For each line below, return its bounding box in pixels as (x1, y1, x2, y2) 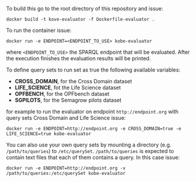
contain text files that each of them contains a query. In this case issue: (6, 154, 180, 161)
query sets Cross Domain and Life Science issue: (6, 115, 126, 121)
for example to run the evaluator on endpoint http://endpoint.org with (6, 108, 179, 115)
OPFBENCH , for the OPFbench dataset (14, 90, 110, 97)
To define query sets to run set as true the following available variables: (6, 66, 181, 73)
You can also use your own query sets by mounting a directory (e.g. (6, 141, 172, 148)
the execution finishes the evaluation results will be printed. (6, 55, 151, 61)
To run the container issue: (6, 27, 72, 34)
